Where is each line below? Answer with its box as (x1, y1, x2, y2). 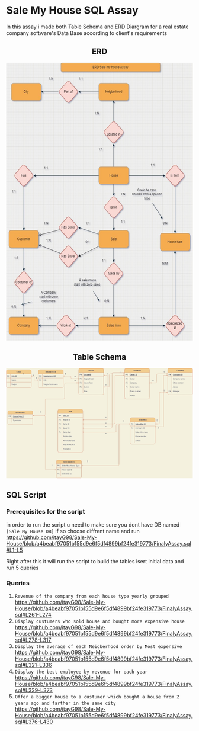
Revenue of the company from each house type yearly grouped (14, 594, 169, 599)
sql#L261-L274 (14, 611, 52, 618)
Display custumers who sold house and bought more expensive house (14, 618, 185, 625)
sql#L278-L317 (14, 636, 52, 643)
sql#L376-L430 (14, 718, 53, 726)
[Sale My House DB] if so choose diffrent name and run (6, 527, 140, 534)
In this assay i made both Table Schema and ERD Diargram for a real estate (6, 23, 189, 30)
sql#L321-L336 (14, 662, 52, 669)
